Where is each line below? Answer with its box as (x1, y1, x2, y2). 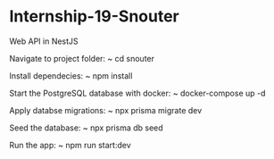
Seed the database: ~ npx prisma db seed (9, 122, 163, 133)
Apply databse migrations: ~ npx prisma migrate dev (9, 105, 203, 115)
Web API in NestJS (9, 36, 79, 46)
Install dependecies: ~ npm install (9, 70, 133, 81)
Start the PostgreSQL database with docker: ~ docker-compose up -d (9, 88, 266, 98)
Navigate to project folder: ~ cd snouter (9, 53, 154, 63)
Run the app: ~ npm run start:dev (9, 139, 131, 150)
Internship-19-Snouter (9, 6, 180, 27)
